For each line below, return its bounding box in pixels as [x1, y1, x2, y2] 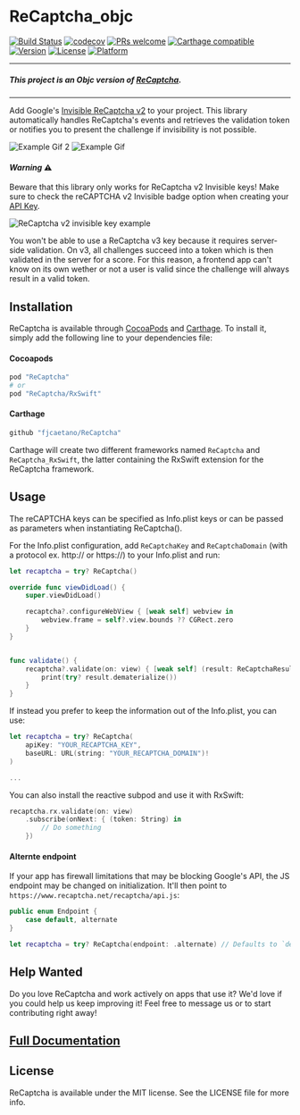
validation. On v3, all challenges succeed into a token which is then [26, 245, 274, 256]
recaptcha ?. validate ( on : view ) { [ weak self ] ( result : [25, 664, 234, 674]
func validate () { [9, 656, 78, 665]
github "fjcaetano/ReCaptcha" [9, 428, 122, 437]
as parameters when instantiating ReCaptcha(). [9, 523, 183, 533]
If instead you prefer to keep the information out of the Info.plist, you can [9, 706, 277, 717]
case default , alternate [25, 916, 118, 925]
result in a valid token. [9, 273, 91, 284]
